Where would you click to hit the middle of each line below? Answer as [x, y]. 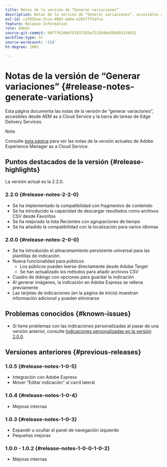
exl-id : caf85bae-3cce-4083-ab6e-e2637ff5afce [54, 19]
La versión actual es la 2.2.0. [35, 182]
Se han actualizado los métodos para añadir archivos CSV [79, 271]
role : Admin [17, 28]
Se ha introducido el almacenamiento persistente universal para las [81, 250]
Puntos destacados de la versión [57, 162]
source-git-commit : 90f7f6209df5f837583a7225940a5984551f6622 [71, 33]
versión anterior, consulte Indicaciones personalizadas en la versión [82, 331]
